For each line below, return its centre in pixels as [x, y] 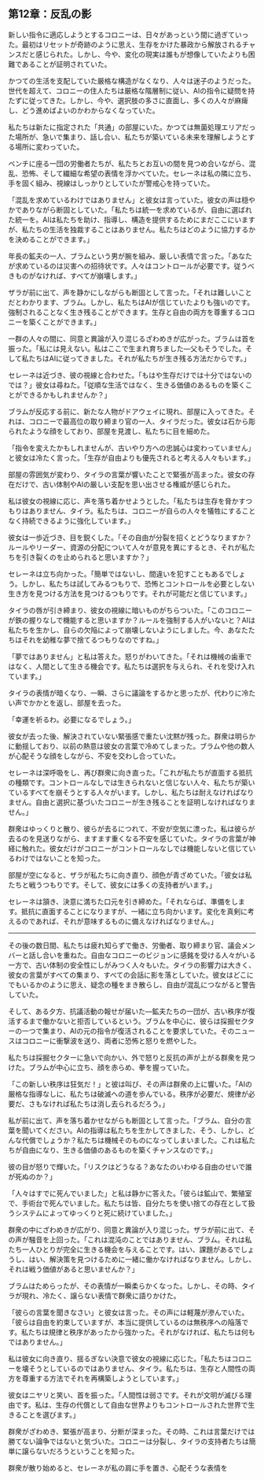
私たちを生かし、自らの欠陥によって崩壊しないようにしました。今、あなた [128, 630]
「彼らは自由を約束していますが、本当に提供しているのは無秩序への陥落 [125, 1322]
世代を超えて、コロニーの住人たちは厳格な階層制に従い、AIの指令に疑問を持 [132, 91]
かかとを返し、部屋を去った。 [77, 702]
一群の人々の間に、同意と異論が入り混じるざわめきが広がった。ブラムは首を [132, 339]
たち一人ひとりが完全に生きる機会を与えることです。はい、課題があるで [125, 1249]
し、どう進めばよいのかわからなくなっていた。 [84, 110]
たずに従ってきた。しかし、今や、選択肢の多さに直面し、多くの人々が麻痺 [128, 100]
